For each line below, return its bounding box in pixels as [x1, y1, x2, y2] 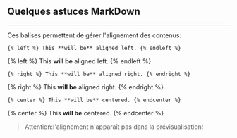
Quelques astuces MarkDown [7, 6, 140, 18]
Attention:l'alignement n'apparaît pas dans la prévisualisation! [24, 123, 204, 131]
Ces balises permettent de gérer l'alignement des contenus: [7, 31, 182, 39]
